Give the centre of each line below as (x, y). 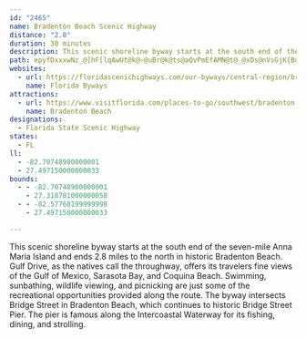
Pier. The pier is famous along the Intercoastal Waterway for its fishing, (143, 314)
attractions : (34, 94)
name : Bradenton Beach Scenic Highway (83, 26)
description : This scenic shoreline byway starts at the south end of (146, 52)
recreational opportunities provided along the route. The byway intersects (148, 295)
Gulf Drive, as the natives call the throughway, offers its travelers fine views (151, 266)
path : (20, 60)
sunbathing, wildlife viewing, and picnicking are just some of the (130, 285)
